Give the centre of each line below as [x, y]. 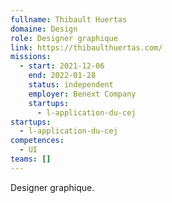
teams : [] [31, 159]
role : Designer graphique [64, 38]
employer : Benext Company [82, 94]
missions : [31, 57]
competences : [37, 141]
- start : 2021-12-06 [62, 66]
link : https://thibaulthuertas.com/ [86, 47]
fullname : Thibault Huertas [69, 19]
